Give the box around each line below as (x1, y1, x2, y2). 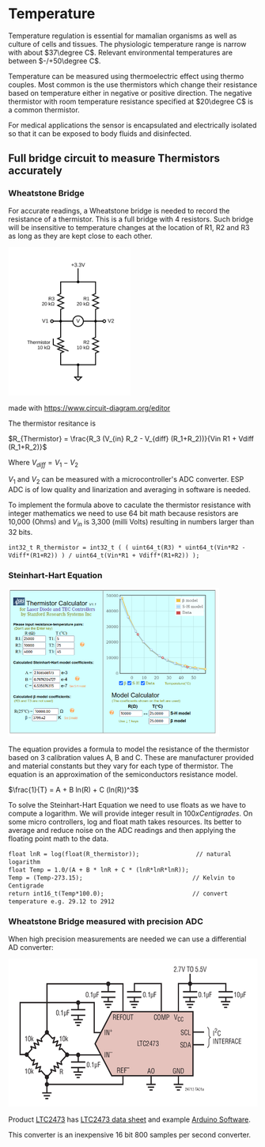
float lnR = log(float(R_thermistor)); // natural (8, 850, 232, 858)
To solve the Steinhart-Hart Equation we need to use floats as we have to (8, 801, 247, 810)
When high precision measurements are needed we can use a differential (8, 934, 247, 944)
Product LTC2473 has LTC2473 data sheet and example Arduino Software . (8, 1115, 252, 1124)
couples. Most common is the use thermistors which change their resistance (8, 80, 258, 89)
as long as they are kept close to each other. (8, 231, 153, 240)
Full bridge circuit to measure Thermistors (8, 152, 220, 165)
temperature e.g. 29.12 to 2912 (8, 898, 115, 906)
